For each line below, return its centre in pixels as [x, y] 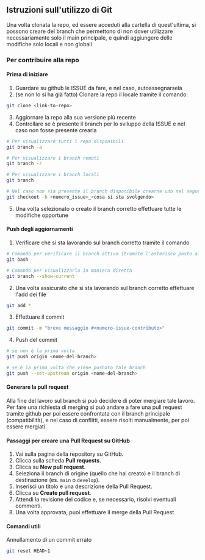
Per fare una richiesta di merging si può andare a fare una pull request [94, 407]
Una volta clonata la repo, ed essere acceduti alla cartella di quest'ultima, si [101, 24]
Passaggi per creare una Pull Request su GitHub [68, 441]
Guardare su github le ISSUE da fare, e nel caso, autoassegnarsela [99, 88]
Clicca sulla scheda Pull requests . [58, 461]
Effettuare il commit [40, 317]
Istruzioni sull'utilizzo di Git [59, 10]
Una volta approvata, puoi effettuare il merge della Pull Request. [95, 512]
